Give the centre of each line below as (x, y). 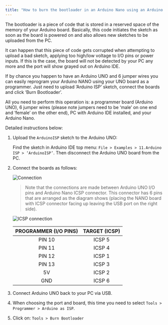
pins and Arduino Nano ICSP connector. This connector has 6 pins (94, 193)
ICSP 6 (101, 281)
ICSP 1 (101, 256)
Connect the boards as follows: (45, 168)
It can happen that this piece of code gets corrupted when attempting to (80, 50)
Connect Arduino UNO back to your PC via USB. (62, 293)
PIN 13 (47, 264)
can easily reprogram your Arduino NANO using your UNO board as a (77, 81)
